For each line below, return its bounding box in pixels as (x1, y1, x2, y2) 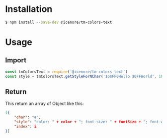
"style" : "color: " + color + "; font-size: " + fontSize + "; (14, 120, 148, 125)
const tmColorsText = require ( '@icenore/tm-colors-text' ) (5, 69, 128, 74)
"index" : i (14, 124, 37, 129)
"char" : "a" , (14, 115, 41, 120)
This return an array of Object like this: (5, 100, 84, 107)
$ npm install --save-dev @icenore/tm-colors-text (5, 20, 112, 25)
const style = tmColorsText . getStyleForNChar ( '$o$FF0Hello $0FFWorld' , (5, 74, 157, 79)
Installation (5, 3, 53, 15)
